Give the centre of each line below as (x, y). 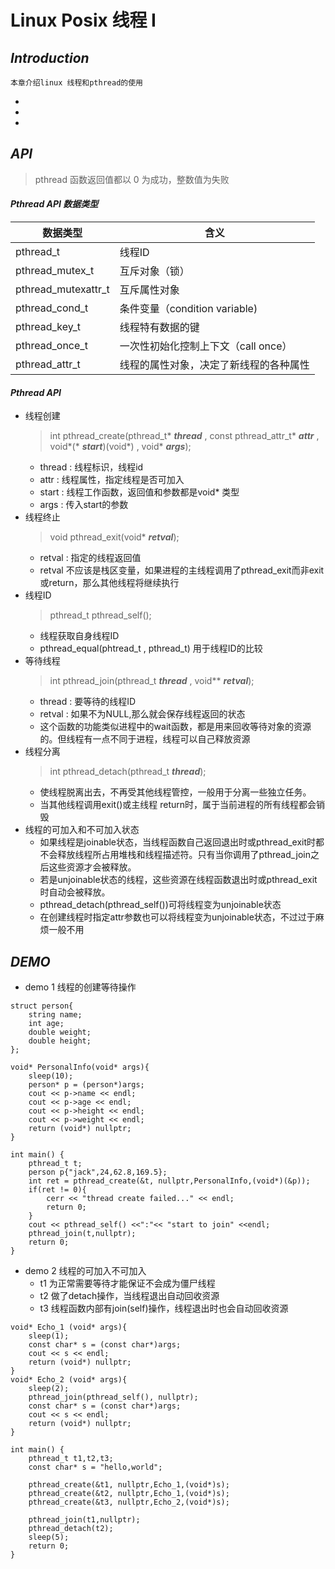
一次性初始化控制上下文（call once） (206, 346)
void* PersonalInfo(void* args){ (80, 1067)
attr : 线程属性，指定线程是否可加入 (112, 480)
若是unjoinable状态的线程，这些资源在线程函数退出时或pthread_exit (178, 880)
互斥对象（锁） (154, 271)
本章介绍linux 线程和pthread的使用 (76, 83)
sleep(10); (51, 1076)
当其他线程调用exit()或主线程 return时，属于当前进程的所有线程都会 (178, 805)
